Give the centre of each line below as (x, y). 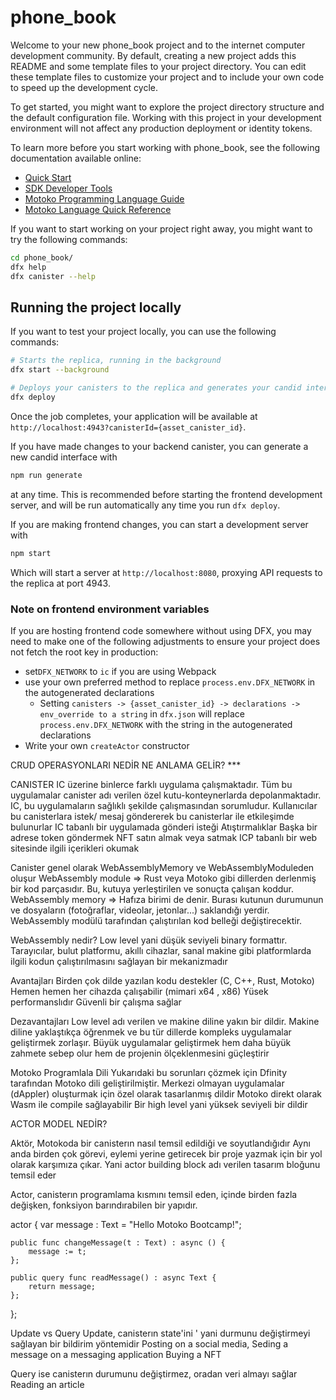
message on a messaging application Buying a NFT (116, 1354)
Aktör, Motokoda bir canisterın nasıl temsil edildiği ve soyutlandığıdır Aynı (160, 1143)
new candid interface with (64, 457)
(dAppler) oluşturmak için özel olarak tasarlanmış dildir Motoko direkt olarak (166, 1093)
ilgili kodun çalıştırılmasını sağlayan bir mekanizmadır (119, 961)
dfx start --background (60, 370)
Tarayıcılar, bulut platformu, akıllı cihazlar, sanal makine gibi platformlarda (161, 950)
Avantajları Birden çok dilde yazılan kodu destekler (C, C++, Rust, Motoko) (162, 980)
